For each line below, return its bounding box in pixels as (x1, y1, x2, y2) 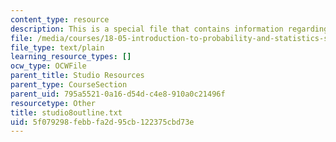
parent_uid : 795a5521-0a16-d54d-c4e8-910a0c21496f (10, 89, 226, 99)
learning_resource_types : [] (10, 52, 132, 62)
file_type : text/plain (10, 42, 105, 53)
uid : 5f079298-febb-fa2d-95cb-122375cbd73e (10, 117, 195, 127)
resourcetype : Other (10, 98, 97, 108)
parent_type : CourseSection (10, 80, 128, 90)
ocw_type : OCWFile (10, 61, 87, 71)
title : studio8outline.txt (10, 107, 123, 118)
